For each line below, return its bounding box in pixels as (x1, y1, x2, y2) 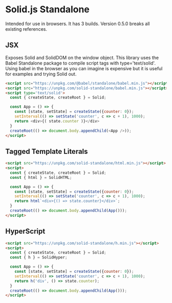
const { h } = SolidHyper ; (10, 255, 68, 260)
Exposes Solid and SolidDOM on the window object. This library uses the (5, 54, 159, 60)
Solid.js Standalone (5, 4, 90, 15)
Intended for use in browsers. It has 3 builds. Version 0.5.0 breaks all (5, 21, 150, 27)
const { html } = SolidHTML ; (10, 175, 72, 180)
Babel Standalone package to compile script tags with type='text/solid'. (5, 60, 156, 66)
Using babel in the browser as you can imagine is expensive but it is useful (5, 65, 163, 71)
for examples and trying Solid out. (5, 71, 77, 77)
